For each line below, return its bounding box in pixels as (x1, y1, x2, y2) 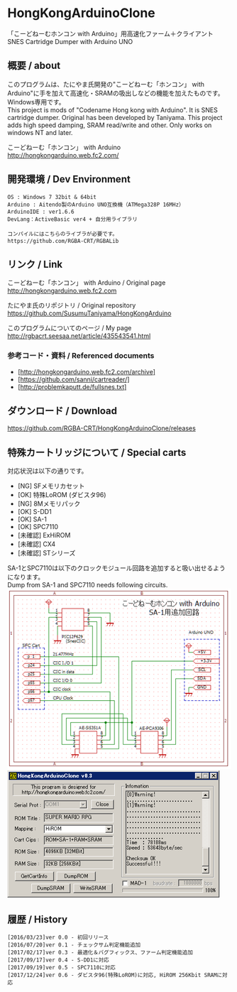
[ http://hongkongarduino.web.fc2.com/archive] (17, 367, 156, 376)
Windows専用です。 (7, 97, 65, 106)
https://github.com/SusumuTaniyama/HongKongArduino (7, 309, 172, 317)
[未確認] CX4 (17, 540, 56, 548)
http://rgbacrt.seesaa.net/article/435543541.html (7, 332, 151, 340)
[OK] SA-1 (17, 515, 48, 523)
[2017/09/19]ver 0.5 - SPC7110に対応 (7, 964, 116, 971)
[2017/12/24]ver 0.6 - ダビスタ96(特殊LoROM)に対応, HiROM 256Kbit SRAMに (7, 971, 223, 979)
